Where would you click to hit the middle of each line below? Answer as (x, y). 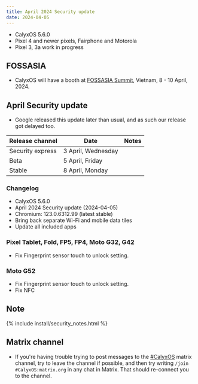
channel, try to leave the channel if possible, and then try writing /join (102, 363)
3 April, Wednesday (91, 151)
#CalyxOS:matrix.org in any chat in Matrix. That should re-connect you (102, 369)
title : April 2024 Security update (51, 12)
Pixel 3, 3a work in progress (49, 47)
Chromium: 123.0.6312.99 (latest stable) (64, 214)
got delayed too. (35, 126)
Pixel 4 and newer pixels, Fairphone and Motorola (76, 41)
